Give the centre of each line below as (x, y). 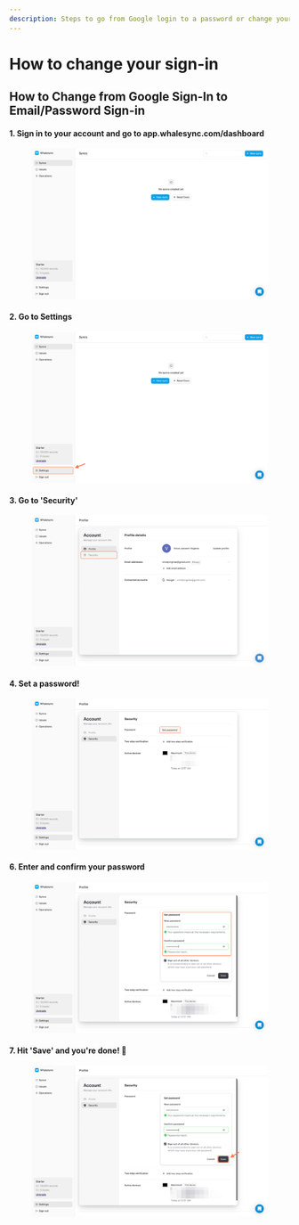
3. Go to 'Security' (44, 500)
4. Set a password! (44, 684)
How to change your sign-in (114, 64)
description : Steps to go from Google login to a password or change (141, 19)
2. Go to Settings (41, 317)
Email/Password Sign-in (77, 111)
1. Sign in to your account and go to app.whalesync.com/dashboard (137, 133)
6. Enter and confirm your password (77, 867)
